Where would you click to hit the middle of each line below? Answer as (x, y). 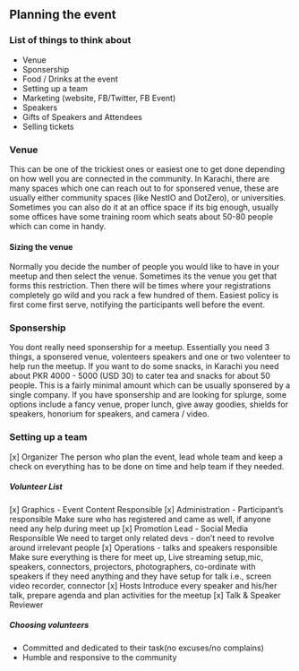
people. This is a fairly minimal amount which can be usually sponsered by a (150, 385)
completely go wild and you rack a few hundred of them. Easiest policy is (144, 296)
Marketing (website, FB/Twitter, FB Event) (99, 98)
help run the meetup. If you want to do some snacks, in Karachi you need (144, 366)
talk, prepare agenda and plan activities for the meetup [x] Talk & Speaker (145, 595)
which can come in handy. (58, 226)
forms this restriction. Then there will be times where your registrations (140, 286)
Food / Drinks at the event (70, 79)
